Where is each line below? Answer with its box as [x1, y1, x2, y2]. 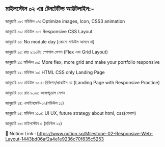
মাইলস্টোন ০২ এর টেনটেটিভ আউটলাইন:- [5, 5, 94, 13]
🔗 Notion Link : [5, 130, 36, 136]
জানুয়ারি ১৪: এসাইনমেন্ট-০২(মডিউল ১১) [5, 100, 65, 106]
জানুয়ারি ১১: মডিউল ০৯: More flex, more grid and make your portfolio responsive [5, 59, 160, 65]
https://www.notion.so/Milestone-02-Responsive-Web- [37, 130, 153, 136]
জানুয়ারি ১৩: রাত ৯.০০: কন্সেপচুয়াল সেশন [5, 89, 65, 95]
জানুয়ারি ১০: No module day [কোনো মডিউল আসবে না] [5, 38, 95, 44]
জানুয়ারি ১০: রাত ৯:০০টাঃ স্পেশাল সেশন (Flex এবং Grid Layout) [5, 48, 108, 55]
